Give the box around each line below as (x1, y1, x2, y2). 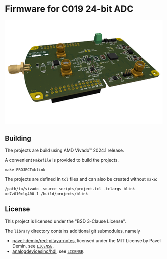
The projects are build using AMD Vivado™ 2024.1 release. (5, 147, 124, 153)
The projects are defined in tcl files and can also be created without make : (5, 176, 157, 182)
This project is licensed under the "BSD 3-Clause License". (5, 218, 126, 224)
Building (5, 134, 31, 143)
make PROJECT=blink (5, 167, 46, 172)
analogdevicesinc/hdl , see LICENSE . (12, 248, 85, 254)
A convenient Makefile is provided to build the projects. (5, 157, 119, 163)
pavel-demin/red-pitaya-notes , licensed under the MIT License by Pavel (12, 237, 161, 243)
